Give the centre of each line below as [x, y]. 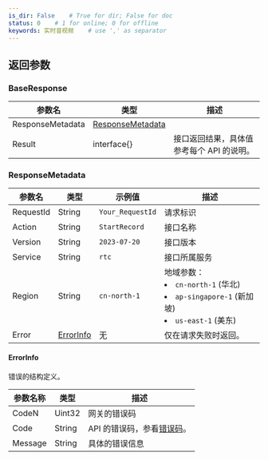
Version [27, 242]
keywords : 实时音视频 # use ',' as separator [88, 30]
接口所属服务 [188, 258]
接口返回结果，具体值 [213, 139]
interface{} [113, 145]
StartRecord [122, 227]
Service [27, 257]
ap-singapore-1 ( [206, 296]
